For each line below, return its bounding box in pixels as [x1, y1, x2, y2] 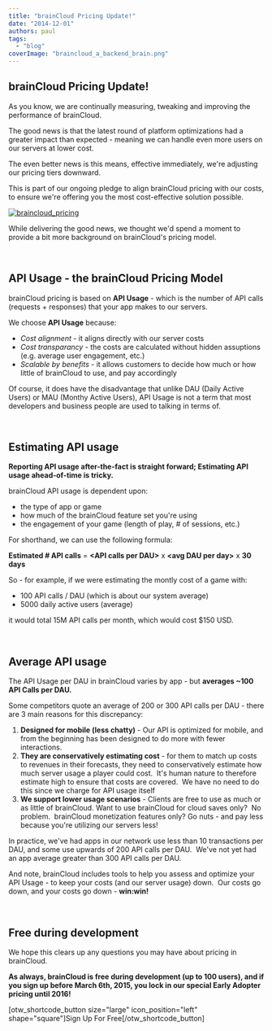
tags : [8, 34, 27, 43]
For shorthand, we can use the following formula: [8, 535, 173, 545]
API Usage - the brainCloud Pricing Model [8, 272, 223, 286]
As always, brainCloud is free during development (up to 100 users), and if [8, 972, 265, 981]
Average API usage [8, 654, 107, 668]
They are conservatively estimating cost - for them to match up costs [19, 751, 257, 761]
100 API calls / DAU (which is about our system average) [19, 591, 209, 601]
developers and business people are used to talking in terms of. [8, 400, 221, 411]
